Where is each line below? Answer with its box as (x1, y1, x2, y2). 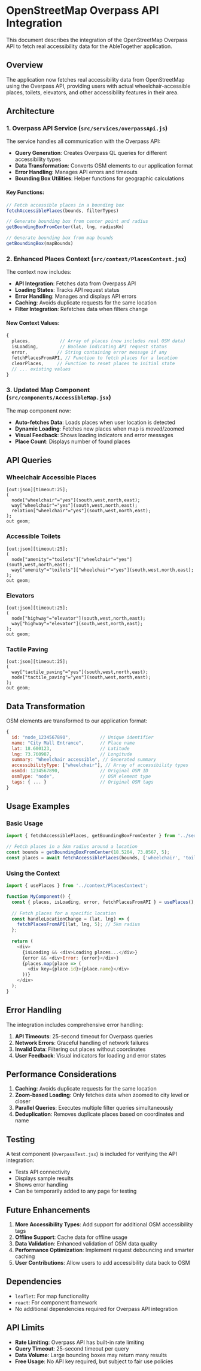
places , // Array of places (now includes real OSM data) (11, 338, 186, 344)
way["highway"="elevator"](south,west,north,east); (11, 620, 144, 626)
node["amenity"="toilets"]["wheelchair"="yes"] (11, 556, 133, 562)
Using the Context (6, 869, 60, 877)
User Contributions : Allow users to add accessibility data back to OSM (14, 1259, 190, 1267)
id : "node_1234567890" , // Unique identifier (11, 734, 154, 740)
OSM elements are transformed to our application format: (6, 717, 148, 724)
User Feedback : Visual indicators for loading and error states (14, 1052, 166, 1059)
